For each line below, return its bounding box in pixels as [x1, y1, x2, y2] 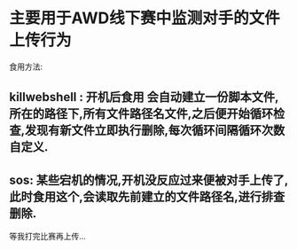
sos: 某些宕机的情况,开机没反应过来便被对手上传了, [9, 172, 289, 187]
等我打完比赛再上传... [9, 231, 87, 242]
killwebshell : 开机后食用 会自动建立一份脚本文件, [9, 90, 279, 105]
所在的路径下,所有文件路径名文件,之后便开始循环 [9, 106, 274, 121]
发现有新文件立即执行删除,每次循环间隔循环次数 [25, 123, 285, 138]
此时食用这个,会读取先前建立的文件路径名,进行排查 [9, 189, 285, 204]
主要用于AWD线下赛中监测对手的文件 [9, 8, 281, 28]
